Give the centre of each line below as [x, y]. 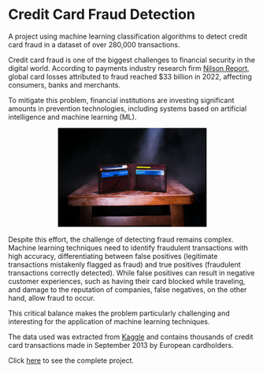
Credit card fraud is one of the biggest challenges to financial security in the [132, 60]
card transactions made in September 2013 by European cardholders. [121, 345]
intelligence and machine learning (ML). [72, 116]
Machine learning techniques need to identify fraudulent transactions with [128, 248]
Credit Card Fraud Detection [102, 15]
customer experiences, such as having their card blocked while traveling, [127, 282]
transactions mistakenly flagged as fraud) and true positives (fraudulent [125, 264]
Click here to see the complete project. [71, 360]
